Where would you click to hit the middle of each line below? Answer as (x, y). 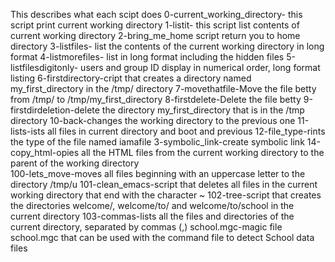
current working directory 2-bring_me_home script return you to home (155, 35)
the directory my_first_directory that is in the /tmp (203, 110)
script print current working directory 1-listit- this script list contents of (155, 25)
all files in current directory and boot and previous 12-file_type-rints (186, 131)
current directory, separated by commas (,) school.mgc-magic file (146, 227)
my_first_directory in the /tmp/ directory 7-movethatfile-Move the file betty (163, 88)
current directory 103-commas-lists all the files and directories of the (152, 216)
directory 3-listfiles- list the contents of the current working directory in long (167, 46)
